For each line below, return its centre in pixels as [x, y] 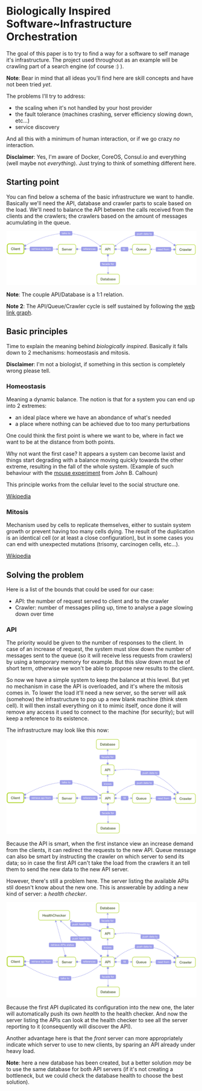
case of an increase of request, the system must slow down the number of [99, 649]
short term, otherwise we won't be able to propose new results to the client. [100, 669]
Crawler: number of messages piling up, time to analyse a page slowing [104, 608]
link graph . [20, 313]
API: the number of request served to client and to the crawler [92, 601]
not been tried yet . [29, 84]
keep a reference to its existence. [48, 719]
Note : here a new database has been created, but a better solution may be [99, 1063]
